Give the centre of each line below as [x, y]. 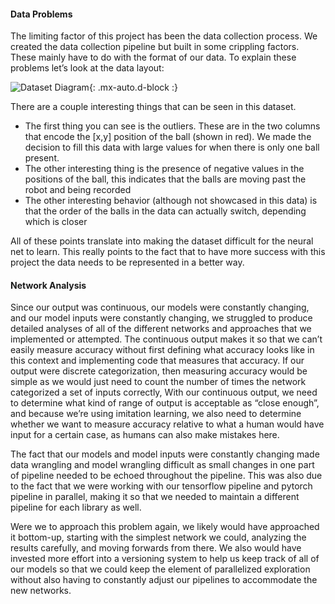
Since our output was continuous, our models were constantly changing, [160, 307]
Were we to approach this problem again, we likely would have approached [165, 527]
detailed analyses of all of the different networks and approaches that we [161, 329]
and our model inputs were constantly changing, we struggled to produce [161, 318]
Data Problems [41, 14]
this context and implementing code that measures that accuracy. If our [157, 361]
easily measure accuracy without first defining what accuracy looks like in [162, 350]
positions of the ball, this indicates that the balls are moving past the [165, 179]
